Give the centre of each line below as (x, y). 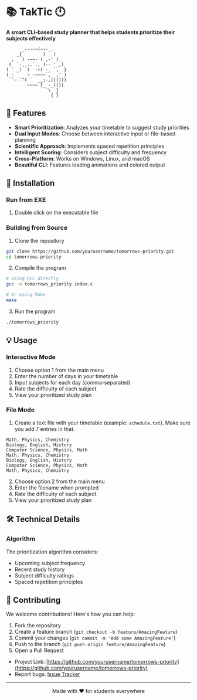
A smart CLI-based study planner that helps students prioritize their (91, 32)
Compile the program (40, 268)
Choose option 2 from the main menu (60, 481)
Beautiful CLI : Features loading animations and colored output (90, 165)
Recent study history (40, 569)
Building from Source (37, 228)
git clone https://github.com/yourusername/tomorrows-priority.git (90, 251)
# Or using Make (26, 295)
